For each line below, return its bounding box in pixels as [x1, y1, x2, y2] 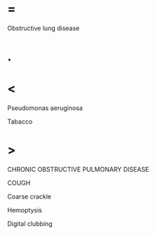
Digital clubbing [7, 220, 53, 228]
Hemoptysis [7, 206, 42, 214]
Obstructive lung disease [7, 24, 79, 32]
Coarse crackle [7, 192, 51, 201]
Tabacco [7, 117, 33, 126]
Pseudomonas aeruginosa [7, 104, 83, 112]
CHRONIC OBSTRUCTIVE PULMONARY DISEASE [7, 166, 150, 173]
